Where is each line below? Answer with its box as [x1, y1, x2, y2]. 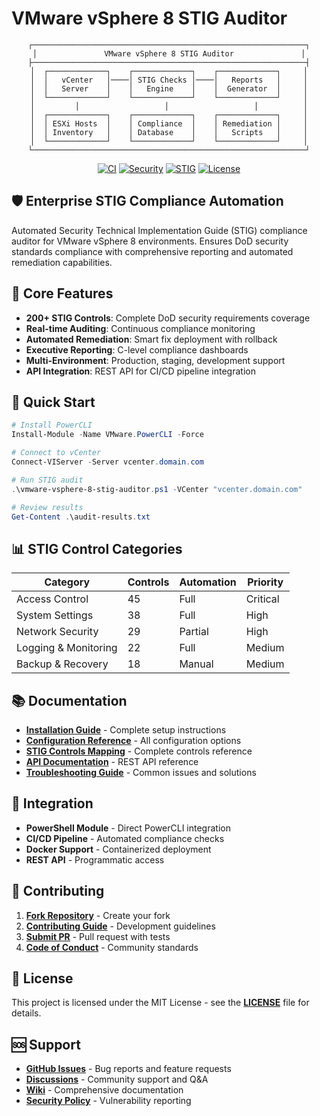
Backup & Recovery [16, 657, 109, 671]
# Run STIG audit [11, 475, 84, 485]
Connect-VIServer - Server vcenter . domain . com [11, 457, 204, 467]
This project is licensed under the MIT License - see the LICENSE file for [11, 997, 310, 1009]
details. [11, 1007, 42, 1019]
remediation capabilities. [11, 256, 113, 268]
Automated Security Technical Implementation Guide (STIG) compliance [11, 224, 308, 236]
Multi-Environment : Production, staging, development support [25, 354, 286, 366]
